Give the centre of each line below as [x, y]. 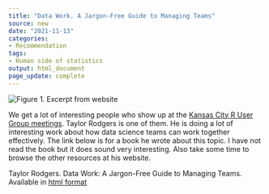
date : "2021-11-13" [41, 31]
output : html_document [47, 69]
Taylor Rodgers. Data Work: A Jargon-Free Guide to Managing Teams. [125, 173]
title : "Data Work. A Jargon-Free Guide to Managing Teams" [112, 16]
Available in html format [48, 182]
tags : [17, 53]
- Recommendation [38, 46]
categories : [28, 38]
